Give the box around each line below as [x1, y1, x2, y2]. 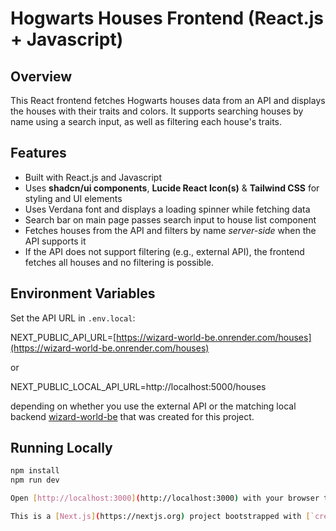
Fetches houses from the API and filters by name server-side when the [24, 224, 317, 236]
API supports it [24, 235, 87, 247]
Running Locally [10, 440, 113, 457]
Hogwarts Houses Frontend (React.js [10, 7, 325, 30]
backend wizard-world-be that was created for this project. [10, 410, 255, 422]
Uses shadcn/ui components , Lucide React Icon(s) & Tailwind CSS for [24, 182, 320, 194]
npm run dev [10, 475, 60, 486]
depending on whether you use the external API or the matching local [10, 400, 297, 412]
